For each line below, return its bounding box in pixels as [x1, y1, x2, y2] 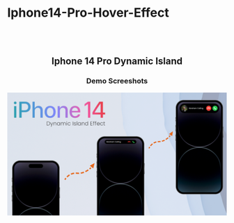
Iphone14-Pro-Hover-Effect [7, 5, 169, 21]
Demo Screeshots [86, 76, 148, 86]
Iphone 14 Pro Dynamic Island [51, 56, 183, 67]
